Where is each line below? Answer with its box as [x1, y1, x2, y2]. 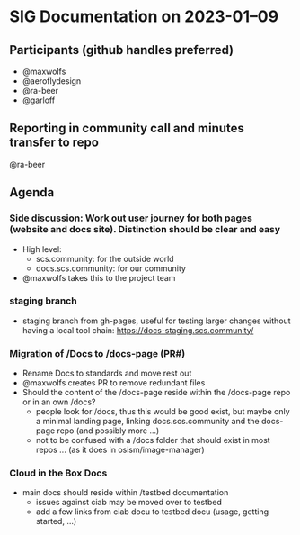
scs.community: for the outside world [35, 253, 174, 264]
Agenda [9, 185, 55, 200]
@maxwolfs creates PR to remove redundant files [22, 377, 206, 388]
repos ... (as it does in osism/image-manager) [35, 444, 205, 456]
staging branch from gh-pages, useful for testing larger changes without [22, 315, 291, 326]
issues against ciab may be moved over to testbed [35, 497, 222, 508]
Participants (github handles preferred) [9, 42, 234, 58]
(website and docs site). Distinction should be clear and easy [9, 223, 281, 236]
